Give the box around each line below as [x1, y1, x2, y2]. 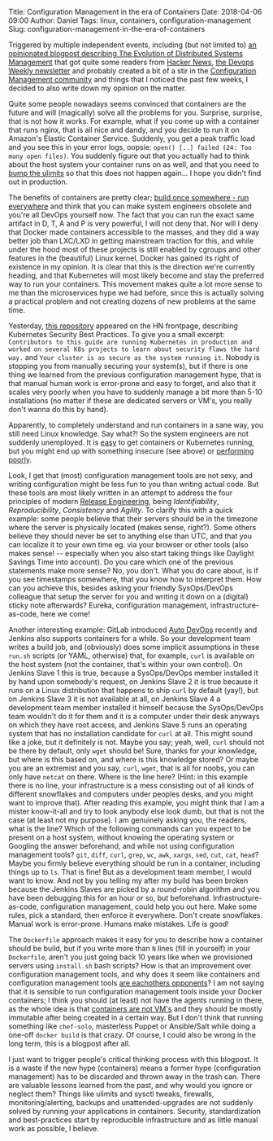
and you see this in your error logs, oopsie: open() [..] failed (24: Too [8, 143, 252, 151]
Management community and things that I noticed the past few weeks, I [8, 75, 249, 84]
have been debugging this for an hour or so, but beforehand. [8, 893, 211, 902]
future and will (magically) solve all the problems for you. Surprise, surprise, [8, 108, 262, 117]
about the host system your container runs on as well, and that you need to [8, 160, 260, 169]
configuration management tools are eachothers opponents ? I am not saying [8, 978, 265, 988]
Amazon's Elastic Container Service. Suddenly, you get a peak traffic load [8, 134, 256, 143]
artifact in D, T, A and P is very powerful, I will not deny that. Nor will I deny [8, 219, 258, 228]
